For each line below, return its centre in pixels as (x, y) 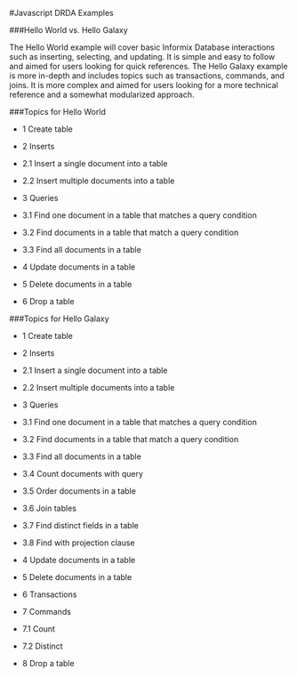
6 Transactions (49, 594)
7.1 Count (39, 629)
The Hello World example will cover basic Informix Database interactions (142, 47)
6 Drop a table (48, 301)
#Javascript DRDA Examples (61, 13)
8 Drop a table (48, 663)
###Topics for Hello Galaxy (59, 318)
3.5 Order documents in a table (79, 491)
